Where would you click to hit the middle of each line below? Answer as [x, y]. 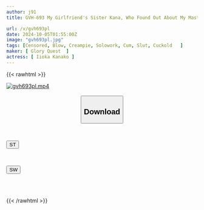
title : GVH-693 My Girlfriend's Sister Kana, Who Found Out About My [96, 18]
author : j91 [21, 12]
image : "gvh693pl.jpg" [35, 40]
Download [102, 112]
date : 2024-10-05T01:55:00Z [42, 34]
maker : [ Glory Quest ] [38, 51]
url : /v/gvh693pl [28, 29]
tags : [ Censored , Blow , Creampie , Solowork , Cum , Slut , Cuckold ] [95, 46]
